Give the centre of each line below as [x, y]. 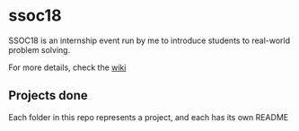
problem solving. [40, 49]
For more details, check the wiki [67, 67]
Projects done [48, 96]
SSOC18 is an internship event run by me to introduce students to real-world [149, 40]
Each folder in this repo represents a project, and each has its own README [149, 117]
